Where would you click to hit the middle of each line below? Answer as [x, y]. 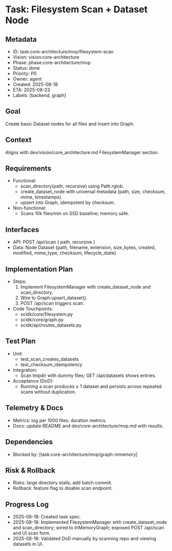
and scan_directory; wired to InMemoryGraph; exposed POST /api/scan [88, 528]
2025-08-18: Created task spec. [47, 517]
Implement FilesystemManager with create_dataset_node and [85, 287]
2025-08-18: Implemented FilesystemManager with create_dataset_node [90, 522]
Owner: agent [27, 79]
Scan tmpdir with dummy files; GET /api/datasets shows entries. [88, 375]
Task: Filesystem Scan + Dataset [77, 9]
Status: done [26, 68]
